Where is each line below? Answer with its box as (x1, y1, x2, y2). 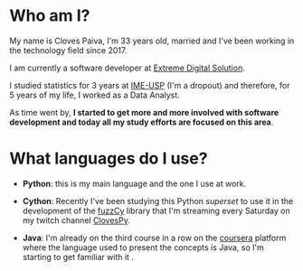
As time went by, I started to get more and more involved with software (9, 107, 279, 117)
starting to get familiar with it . (22, 251, 134, 262)
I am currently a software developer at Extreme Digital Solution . (9, 62, 246, 73)
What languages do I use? (9, 148, 208, 169)
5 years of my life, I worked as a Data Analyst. (9, 89, 181, 100)
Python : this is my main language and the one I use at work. (22, 178, 247, 189)
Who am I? (9, 5, 90, 26)
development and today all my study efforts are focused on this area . (9, 117, 274, 127)
